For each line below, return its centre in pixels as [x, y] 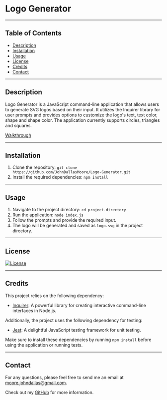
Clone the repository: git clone [44, 167]
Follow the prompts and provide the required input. [64, 220]
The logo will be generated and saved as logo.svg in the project [78, 226]
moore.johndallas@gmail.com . [36, 383]
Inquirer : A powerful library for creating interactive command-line [79, 305]
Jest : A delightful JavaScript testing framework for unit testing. [77, 330]
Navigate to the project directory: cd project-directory [69, 210]
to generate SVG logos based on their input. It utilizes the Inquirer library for [83, 109]
